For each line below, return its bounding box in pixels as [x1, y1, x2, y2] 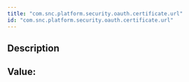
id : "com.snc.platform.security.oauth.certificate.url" [7, 17, 174, 24]
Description [7, 42, 59, 54]
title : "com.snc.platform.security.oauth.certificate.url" [7, 10, 183, 17]
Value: [7, 66, 36, 78]
